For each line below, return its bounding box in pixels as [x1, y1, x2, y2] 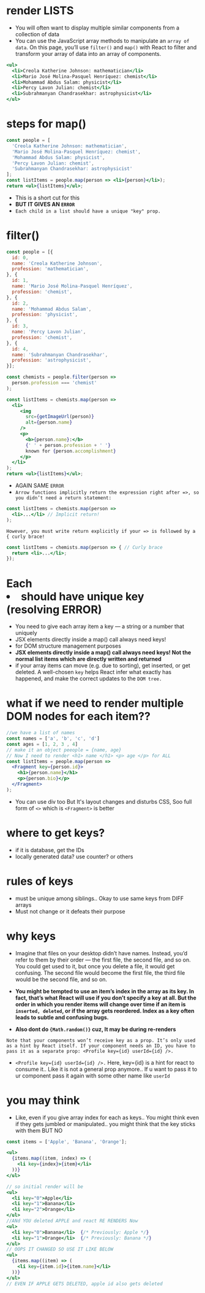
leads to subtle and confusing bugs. [15, 1014, 109, 1021]
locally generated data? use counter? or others [15, 853, 133, 860]
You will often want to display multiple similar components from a [15, 24, 179, 31]
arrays [15, 901, 32, 909]
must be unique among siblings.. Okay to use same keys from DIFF [15, 895, 184, 902]
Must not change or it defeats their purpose [15, 907, 125, 915]
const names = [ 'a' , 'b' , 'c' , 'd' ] [6, 736, 100, 742]
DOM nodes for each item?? [6, 710, 151, 723]
